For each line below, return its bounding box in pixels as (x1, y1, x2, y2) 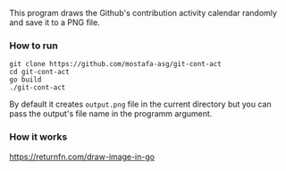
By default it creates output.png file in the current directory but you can (9, 98, 272, 110)
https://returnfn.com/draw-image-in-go (9, 151, 155, 162)
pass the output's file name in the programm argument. (9, 108, 213, 119)
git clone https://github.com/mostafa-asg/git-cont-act (9, 60, 222, 69)
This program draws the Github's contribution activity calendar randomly (9, 8, 277, 18)
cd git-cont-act (9, 67, 70, 77)
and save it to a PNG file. (9, 17, 100, 28)
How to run (9, 39, 58, 52)
